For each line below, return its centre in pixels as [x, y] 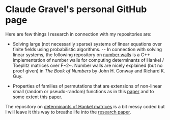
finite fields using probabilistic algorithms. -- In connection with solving [87, 49]
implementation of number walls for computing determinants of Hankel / [88, 60]
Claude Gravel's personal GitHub [76, 9]
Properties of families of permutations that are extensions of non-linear [87, 86]
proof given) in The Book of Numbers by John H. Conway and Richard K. [89, 71]
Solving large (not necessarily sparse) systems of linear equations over [87, 44]
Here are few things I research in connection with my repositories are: [78, 34]
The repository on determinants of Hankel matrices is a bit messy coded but [85, 106]
